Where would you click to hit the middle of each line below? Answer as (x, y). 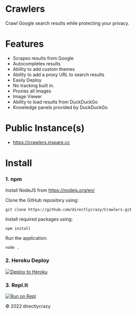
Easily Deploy (27, 80)
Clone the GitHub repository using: (42, 200)
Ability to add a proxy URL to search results (58, 75)
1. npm (14, 179)
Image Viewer (27, 96)
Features (25, 44)
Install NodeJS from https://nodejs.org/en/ (50, 190)
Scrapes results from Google (43, 58)
